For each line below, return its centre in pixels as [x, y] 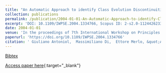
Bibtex [12, 56]
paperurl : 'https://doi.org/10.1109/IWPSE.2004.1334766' [65, 37]
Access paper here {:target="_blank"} [43, 65]
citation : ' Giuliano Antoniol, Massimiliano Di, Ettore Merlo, [75, 42]
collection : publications [32, 14]
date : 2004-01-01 [23, 28]
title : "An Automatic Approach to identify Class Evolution [68, 10]
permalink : [16, 19]
